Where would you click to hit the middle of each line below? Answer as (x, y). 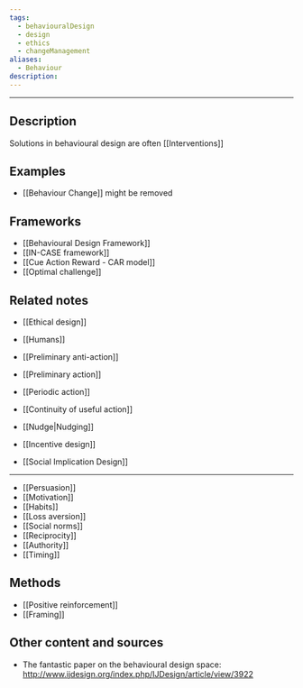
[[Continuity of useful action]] (78, 409)
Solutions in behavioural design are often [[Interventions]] (116, 143)
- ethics (34, 43)
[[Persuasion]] (49, 487)
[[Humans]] (44, 339)
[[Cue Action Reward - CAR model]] (89, 262)
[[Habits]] (40, 507)
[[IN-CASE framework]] (66, 252)
